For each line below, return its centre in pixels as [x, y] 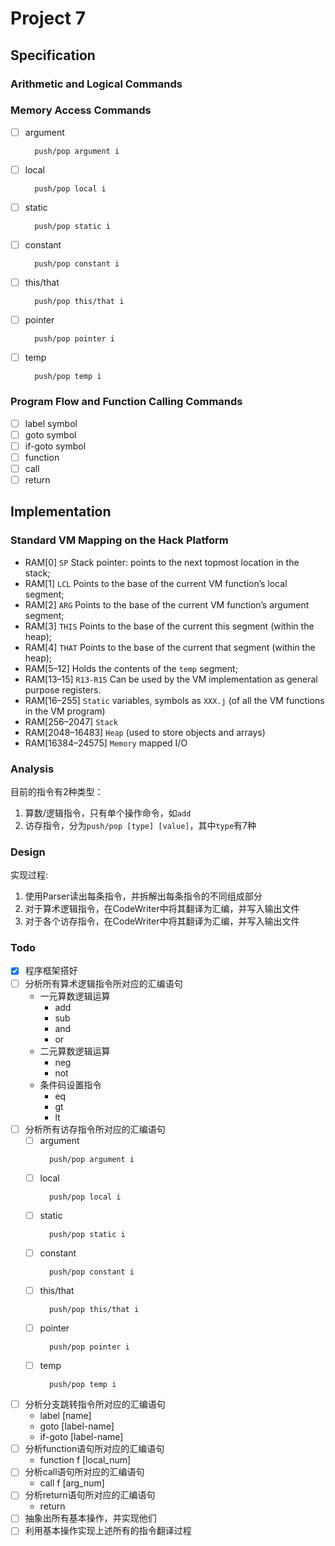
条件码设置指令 [70, 1084]
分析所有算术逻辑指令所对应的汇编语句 [103, 983]
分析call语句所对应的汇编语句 [84, 1472]
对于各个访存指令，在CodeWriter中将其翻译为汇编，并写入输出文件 [162, 921]
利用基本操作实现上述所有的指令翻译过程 [108, 1531]
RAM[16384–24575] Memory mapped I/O [106, 743]
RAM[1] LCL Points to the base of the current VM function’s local [156, 583]
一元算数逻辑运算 [75, 996]
